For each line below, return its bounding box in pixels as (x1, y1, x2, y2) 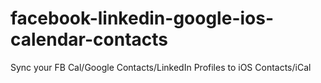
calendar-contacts (10, 28, 169, 51)
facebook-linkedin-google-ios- (10, 7, 275, 30)
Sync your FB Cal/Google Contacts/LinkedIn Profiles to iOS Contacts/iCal (10, 61, 312, 73)
